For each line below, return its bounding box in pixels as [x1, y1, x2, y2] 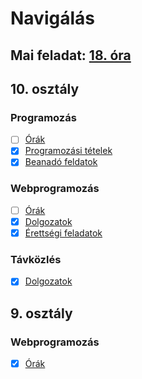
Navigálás [10, 7, 95, 30]
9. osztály [10, 305, 73, 322]
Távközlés [10, 252, 62, 266]
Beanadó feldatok [24, 156, 98, 168]
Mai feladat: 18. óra [10, 47, 132, 64]
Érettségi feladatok [24, 227, 103, 239]
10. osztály [10, 80, 80, 97]
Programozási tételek [24, 145, 113, 157]
